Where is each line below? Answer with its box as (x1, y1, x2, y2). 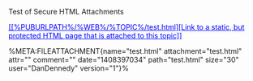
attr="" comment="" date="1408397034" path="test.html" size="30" (8, 55, 239, 64)
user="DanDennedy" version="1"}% (8, 63, 130, 73)
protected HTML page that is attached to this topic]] (8, 31, 182, 40)
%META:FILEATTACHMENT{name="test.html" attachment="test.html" (8, 47, 242, 55)
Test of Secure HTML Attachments (8, 7, 124, 16)
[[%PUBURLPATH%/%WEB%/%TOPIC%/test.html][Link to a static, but (8, 22, 245, 31)
